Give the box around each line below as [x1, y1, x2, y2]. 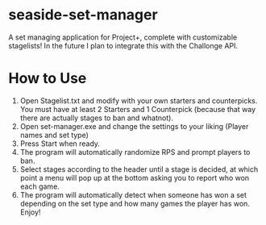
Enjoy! [19, 207, 41, 217]
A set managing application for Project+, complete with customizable [8, 32, 238, 42]
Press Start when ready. [19, 139, 101, 148]
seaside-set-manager [8, 6, 159, 24]
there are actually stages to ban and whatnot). [19, 113, 173, 123]
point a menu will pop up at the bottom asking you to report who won [19, 173, 250, 182]
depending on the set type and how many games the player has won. [19, 198, 250, 208]
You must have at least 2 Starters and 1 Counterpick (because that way [19, 104, 256, 114]
